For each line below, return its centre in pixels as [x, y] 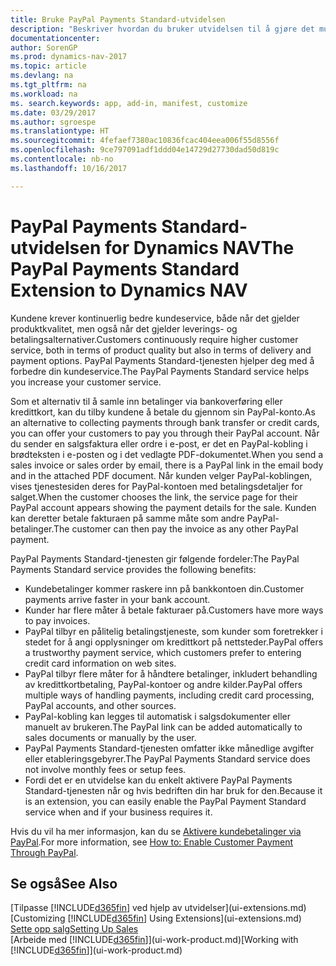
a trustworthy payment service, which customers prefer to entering [163, 652]
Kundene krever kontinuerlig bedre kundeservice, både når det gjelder [155, 318]
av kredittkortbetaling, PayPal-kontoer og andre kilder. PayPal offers [163, 684]
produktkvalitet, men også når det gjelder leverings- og [124, 328]
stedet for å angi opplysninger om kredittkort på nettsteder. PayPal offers [174, 642]
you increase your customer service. [86, 382]
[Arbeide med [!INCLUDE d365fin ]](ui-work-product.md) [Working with [154, 940]
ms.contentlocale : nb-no [62, 159]
